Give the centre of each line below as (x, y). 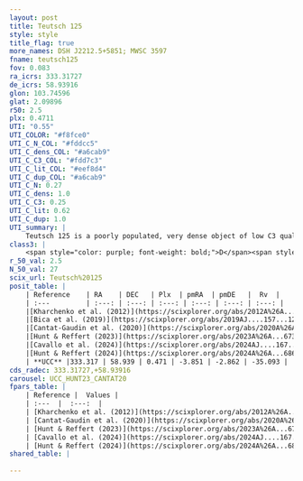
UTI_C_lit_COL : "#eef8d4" (58, 169)
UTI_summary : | (38, 227)
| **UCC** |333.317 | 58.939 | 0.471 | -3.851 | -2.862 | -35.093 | (157, 362)
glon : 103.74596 (40, 93)
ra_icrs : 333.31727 (46, 77)
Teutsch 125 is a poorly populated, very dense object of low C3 (151, 236)
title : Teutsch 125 (46, 26)
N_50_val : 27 (34, 270)
